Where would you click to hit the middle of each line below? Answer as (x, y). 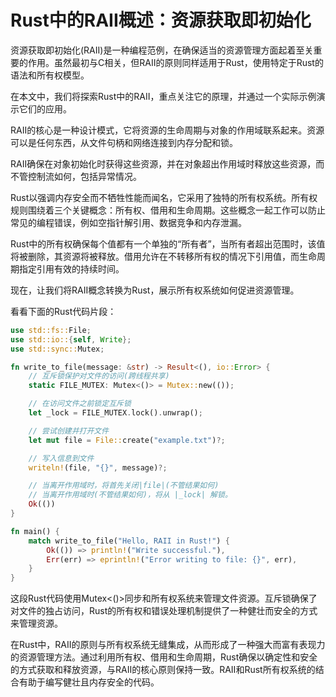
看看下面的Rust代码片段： (63, 311)
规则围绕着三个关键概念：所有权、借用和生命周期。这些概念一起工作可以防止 (168, 210)
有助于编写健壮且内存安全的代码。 (89, 682)
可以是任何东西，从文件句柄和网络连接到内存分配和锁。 (124, 142)
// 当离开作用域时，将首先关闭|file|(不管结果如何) (124, 486)
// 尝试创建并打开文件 (69, 431)
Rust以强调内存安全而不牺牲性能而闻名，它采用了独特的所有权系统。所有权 (164, 197)
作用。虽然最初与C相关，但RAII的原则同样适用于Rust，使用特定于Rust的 (175, 62)
